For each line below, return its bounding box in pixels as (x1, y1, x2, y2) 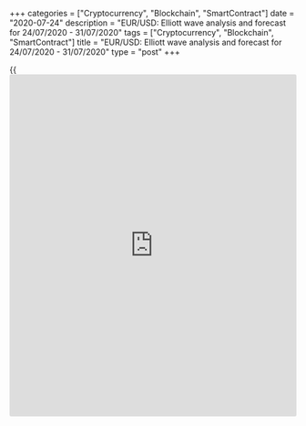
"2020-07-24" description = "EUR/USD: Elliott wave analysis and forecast (9, 17, 287, 28)
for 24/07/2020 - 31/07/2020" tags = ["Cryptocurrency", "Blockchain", (9, 27, 274, 37)
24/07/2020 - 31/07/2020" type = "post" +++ (9, 47, 180, 57)
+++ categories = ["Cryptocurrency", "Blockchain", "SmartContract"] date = (9, 8, 295, 18)
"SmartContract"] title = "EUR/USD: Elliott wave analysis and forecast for (9, 36, 282, 47)
